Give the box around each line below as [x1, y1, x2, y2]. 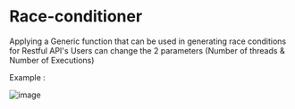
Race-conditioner [9, 6, 143, 27]
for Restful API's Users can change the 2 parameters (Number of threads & [9, 45, 285, 55]
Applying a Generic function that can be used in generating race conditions [9, 36, 287, 46]
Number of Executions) [9, 54, 95, 65]
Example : [9, 71, 46, 82]
